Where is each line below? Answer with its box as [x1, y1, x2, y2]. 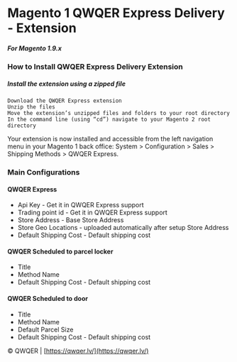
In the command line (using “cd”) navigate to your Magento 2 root [7, 116, 211, 124]
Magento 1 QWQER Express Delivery [7, 5, 225, 21]
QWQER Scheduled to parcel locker [7, 247, 114, 256]
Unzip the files [7, 104, 55, 111]
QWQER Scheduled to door [7, 295, 89, 303]
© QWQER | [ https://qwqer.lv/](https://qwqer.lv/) [7, 346, 149, 355]
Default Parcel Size [17, 325, 74, 334]
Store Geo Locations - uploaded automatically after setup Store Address [17, 224, 229, 232]
